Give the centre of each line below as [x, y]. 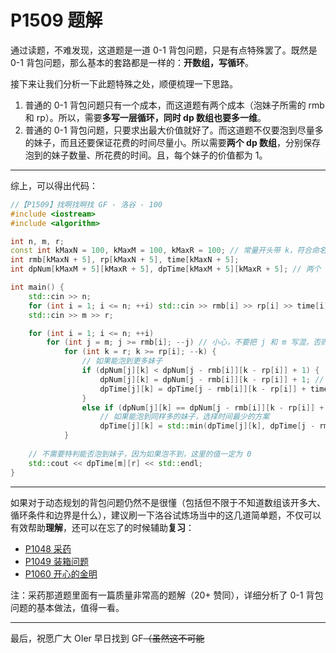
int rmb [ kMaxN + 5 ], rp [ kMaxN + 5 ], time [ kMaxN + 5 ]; [125, 260]
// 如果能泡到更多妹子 [122, 361]
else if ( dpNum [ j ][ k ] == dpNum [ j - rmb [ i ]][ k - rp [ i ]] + [203, 407]
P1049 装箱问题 [56, 561]
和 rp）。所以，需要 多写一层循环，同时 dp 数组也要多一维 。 [145, 117]
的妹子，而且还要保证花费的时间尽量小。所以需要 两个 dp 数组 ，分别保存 [173, 142]
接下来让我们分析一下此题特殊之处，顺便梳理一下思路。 [124, 83]
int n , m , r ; [37, 241]
